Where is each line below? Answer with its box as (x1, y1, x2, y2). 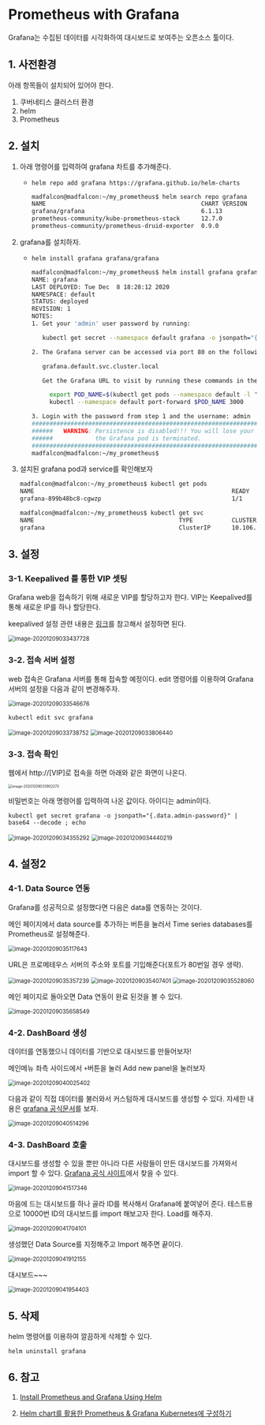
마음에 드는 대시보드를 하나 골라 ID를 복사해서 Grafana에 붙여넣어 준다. (8, 1199, 226, 1209)
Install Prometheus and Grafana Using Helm (19, 1392, 162, 1401)
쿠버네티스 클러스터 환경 (19, 97, 95, 107)
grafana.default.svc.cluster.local (42, 362, 159, 370)
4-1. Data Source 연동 (8, 883, 91, 894)
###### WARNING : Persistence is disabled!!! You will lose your (31, 427, 255, 435)
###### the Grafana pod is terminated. (31, 434, 202, 443)
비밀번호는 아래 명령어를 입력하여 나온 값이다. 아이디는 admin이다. (8, 795, 211, 806)
